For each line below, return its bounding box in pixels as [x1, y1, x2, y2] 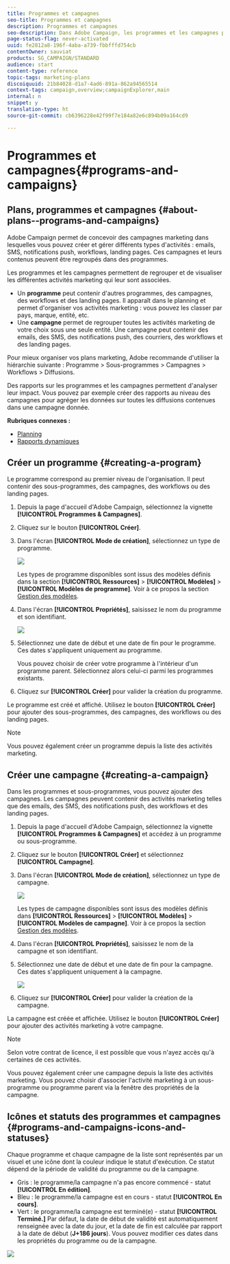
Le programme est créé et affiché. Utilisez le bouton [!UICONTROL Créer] [7, 701, 216, 709]
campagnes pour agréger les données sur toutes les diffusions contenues [7, 395, 216, 404]
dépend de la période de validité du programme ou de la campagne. [7, 1165, 199, 1173]
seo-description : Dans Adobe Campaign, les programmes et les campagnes [7, 29, 219, 36]
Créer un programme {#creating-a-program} [7, 457, 202, 469]
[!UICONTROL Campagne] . [16, 858, 94, 866]
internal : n [7, 93, 41, 100]
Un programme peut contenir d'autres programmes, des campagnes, [16, 289, 214, 297]
